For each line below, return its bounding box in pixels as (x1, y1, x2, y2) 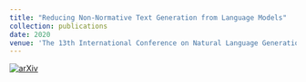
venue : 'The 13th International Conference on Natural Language (9, 38, 259, 48)
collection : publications (9, 22, 107, 31)
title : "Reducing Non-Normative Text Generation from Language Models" (9, 13, 287, 23)
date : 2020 (9, 30, 51, 39)
